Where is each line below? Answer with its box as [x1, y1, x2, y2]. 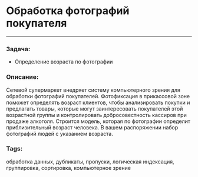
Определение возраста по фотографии [14, 58, 113, 65]
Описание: [6, 73, 39, 81]
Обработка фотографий [6, 4, 130, 18]
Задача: [6, 45, 31, 53]
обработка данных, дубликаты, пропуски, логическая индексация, [6, 158, 175, 165]
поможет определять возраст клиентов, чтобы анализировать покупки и [6, 99, 190, 106]
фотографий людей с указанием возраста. [6, 130, 113, 137]
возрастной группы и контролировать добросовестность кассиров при [6, 111, 187, 118]
